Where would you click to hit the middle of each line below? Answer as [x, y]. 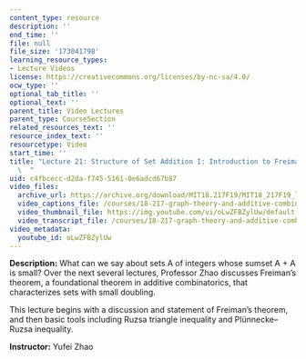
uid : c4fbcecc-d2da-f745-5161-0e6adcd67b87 [93, 178]
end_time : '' [34, 35]
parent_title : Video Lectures [67, 111]
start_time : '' [38, 153]
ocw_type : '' [34, 85]
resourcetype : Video [49, 145]
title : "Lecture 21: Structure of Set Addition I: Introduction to [140, 161]
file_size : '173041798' [55, 52]
